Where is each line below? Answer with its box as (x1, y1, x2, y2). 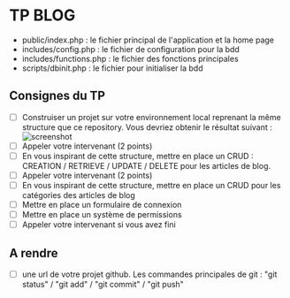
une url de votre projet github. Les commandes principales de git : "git (21, 269, 278, 279)
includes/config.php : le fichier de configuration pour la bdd (21, 43, 240, 54)
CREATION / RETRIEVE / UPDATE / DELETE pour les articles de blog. (21, 160, 271, 171)
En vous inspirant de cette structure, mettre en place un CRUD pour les (21, 180, 281, 190)
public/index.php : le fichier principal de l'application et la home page (21, 34, 275, 45)
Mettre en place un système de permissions (21, 210, 183, 220)
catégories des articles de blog (21, 190, 135, 201)
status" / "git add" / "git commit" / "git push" (21, 279, 184, 290)
